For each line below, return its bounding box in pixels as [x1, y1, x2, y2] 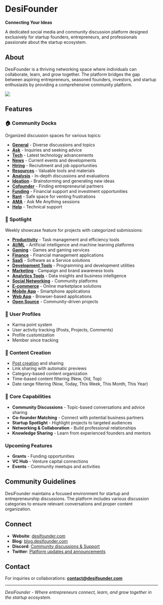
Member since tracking [12, 337, 59, 343]
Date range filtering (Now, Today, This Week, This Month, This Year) [12, 381, 148, 387]
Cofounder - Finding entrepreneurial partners [12, 183, 104, 189]
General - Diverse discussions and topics [12, 142, 96, 148]
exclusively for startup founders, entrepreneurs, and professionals [5, 34, 137, 40]
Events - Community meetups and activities [12, 463, 100, 469]
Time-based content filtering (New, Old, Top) [12, 376, 102, 382]
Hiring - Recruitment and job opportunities [12, 163, 98, 169]
